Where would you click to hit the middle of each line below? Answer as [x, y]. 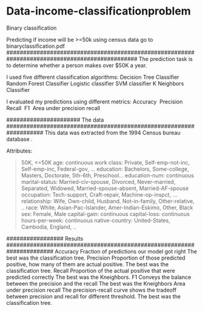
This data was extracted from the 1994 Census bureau [112, 133]
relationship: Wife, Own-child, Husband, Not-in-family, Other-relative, [108, 201]
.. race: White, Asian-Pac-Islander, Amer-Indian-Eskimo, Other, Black [107, 208]
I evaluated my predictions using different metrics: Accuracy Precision [95, 102]
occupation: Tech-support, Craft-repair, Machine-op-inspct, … [99, 194]
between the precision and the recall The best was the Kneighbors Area [96, 283]
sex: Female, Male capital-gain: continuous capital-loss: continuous [105, 214]
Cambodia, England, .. [49, 227]
